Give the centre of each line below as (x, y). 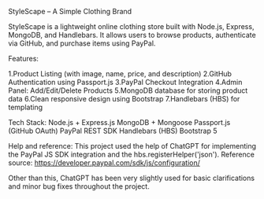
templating (26, 107)
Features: (24, 59)
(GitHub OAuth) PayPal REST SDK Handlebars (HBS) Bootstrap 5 (113, 131)
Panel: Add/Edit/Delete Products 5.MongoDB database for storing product (128, 90)
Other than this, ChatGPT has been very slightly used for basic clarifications (131, 178)
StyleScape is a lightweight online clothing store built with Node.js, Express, (131, 26)
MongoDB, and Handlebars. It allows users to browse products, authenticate (132, 35)
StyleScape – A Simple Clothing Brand (70, 11)
